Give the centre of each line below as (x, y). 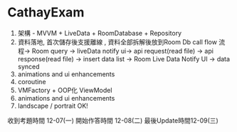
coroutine (32, 81)
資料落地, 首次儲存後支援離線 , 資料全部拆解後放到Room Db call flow (117, 42)
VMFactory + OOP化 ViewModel (65, 90)
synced (29, 66)
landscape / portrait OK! (53, 106)
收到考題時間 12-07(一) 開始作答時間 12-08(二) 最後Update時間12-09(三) (113, 120)
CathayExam (46, 12)
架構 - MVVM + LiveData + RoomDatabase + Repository (100, 33)
